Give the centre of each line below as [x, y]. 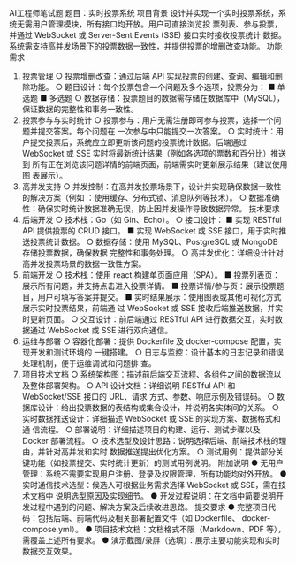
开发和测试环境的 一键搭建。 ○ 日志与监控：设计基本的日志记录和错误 [157, 352]
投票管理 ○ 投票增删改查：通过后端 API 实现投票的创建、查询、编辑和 [148, 76]
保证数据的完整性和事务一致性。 [80, 109]
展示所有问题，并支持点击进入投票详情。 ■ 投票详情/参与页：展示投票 [149, 286]
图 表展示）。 [45, 176]
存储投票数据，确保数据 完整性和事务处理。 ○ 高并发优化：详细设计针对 [153, 253]
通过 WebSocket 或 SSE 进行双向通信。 [101, 330]
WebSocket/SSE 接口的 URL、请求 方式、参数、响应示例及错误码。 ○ [148, 397]
